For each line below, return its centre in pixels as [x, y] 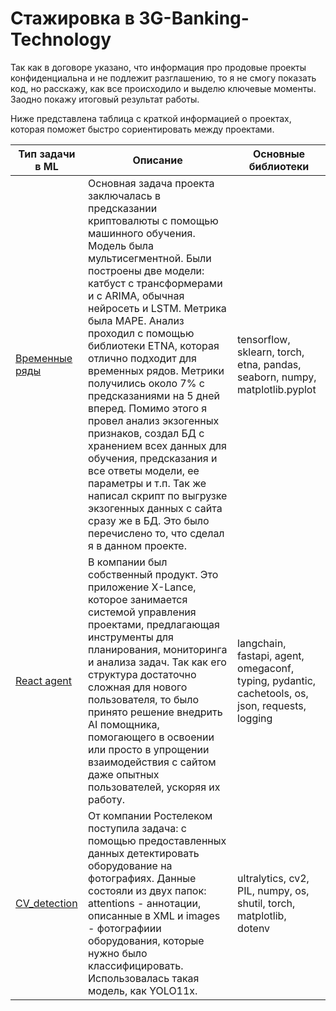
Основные [279, 154]
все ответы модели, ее [144, 470]
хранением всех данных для [157, 445]
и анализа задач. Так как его [157, 662]
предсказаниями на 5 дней [154, 395]
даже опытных [124, 774]
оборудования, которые [146, 940]
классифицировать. [136, 965]
